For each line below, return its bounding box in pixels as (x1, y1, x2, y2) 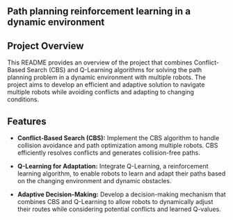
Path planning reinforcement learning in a (7, 6, 191, 17)
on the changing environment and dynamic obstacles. (17, 177, 172, 185)
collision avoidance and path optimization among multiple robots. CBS (17, 142, 218, 150)
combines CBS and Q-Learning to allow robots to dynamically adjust (17, 198, 214, 206)
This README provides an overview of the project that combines (7, 58, 193, 67)
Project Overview (7, 40, 84, 51)
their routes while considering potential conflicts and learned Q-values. (17, 205, 221, 214)
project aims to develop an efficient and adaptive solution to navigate (7, 81, 205, 89)
